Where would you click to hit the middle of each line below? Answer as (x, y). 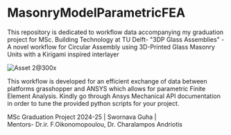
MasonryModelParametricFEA (96, 13)
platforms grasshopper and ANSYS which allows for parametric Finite (106, 88)
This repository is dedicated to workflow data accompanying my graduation (115, 32)
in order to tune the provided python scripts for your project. (93, 103)
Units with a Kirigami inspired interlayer (63, 54)
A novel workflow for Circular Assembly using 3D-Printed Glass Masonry (111, 47)
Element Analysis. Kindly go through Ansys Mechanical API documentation (114, 96)
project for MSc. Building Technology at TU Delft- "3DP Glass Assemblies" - (116, 39)
